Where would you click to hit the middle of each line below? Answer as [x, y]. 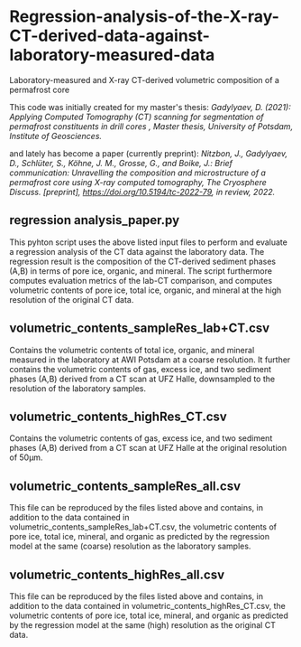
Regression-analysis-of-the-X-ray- [144, 17]
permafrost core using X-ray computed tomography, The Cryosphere [138, 182]
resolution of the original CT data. [72, 299]
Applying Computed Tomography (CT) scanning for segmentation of [137, 117]
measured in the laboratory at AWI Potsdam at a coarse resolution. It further [150, 360]
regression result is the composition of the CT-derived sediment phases [143, 261]
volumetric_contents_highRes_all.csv [117, 574]
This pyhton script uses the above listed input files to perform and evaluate [149, 242]
